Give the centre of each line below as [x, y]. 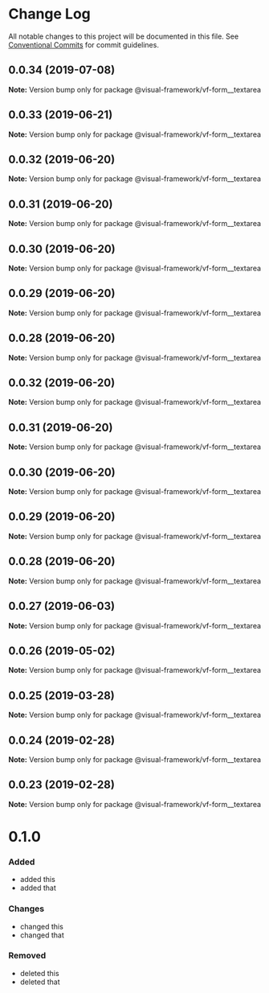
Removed [27, 956]
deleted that [40, 982]
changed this [42, 926]
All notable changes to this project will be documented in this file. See [124, 36]
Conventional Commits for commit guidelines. [84, 44]
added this [38, 880]
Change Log [49, 14]
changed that [42, 935]
